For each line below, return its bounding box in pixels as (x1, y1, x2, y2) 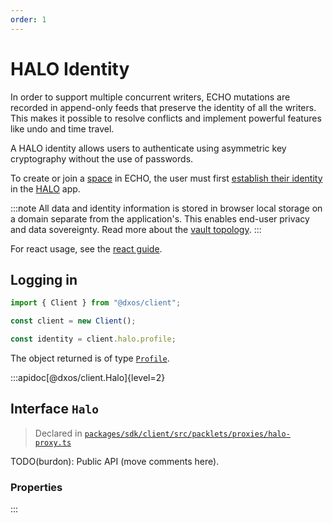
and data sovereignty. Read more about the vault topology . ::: (10, 223, 262, 235)
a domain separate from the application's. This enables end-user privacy (10, 212, 310, 225)
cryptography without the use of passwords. (10, 152, 194, 165)
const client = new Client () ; (10, 316, 137, 326)
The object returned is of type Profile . (10, 352, 170, 364)
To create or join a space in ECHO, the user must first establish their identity (10, 172, 323, 184)
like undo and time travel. (10, 122, 115, 135)
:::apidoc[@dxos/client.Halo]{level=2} (10, 372, 166, 383)
